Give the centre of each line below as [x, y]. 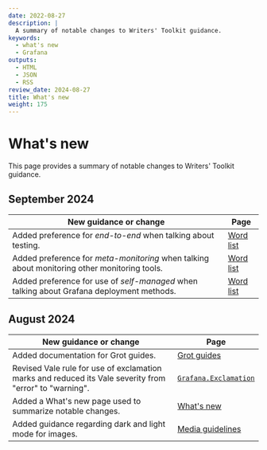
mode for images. [45, 433]
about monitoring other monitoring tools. [87, 268]
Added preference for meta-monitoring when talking [110, 258]
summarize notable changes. [66, 411]
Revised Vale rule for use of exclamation [87, 368]
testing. [26, 245]
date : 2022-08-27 [37, 16]
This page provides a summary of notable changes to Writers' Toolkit [121, 166]
